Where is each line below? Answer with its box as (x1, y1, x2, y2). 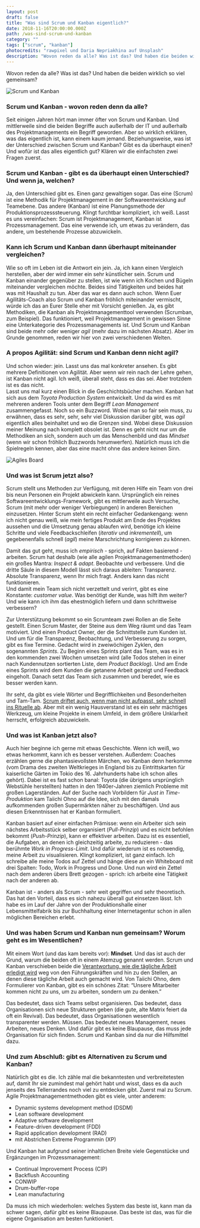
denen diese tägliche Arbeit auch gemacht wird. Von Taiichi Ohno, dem (6, 975, 180, 983)
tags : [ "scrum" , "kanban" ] (6, 42, 73, 48)
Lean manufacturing (14, 1191, 65, 1198)
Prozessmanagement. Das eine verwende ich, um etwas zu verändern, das (6, 222, 190, 229)
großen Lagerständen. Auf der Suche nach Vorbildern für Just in (6, 789, 165, 796)
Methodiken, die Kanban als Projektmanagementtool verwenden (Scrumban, (6, 308, 193, 315)
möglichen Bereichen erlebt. (6, 914, 76, 921)
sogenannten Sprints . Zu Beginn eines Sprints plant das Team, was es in (6, 647, 183, 655)
